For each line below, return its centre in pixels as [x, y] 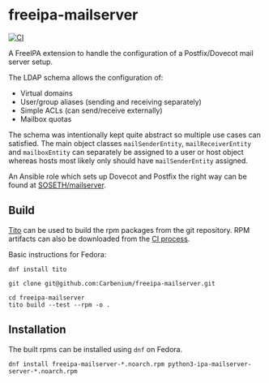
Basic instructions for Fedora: [58, 254]
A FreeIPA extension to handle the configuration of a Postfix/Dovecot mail [131, 53]
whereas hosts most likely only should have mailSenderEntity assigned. [128, 161]
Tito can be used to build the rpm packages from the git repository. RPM [129, 230]
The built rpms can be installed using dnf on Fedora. [96, 349]
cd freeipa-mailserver [47, 298]
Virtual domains [46, 93]
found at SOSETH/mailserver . [58, 185]
